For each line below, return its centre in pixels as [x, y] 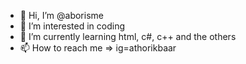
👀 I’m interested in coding [72, 26]
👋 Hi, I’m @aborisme [61, 15]
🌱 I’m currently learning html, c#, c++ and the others [128, 36]
